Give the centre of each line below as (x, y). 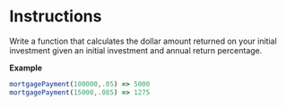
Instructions (56, 16)
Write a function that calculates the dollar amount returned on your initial (143, 41)
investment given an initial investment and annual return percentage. (136, 50)
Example (26, 68)
